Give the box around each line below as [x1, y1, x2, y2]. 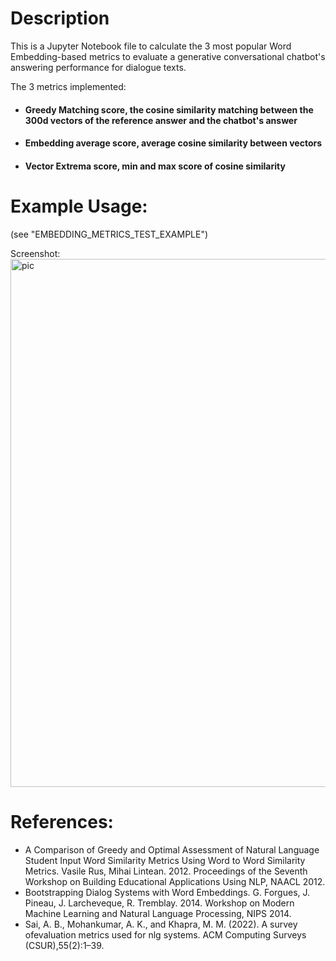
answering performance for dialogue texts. [10, 61, 187, 73]
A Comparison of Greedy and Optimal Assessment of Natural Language [24, 843, 320, 856]
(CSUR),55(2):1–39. [24, 939, 105, 951]
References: [10, 810, 114, 833]
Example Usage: [10, 195, 148, 217]
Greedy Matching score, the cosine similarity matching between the [24, 103, 314, 116]
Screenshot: [10, 247, 61, 259]
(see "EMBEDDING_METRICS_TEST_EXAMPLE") [10, 228, 209, 240]
